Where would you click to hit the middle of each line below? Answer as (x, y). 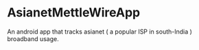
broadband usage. (33, 38)
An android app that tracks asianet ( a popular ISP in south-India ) (99, 32)
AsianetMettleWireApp (74, 13)
